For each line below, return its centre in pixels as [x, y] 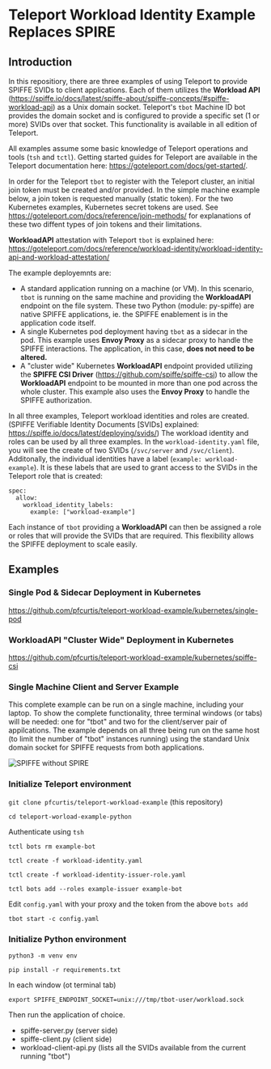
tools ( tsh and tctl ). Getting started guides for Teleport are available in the [133, 157]
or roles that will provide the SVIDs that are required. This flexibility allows [131, 536]
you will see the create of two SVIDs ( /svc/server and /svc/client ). [121, 450]
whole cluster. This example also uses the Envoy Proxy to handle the [135, 391]
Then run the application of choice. [67, 1014]
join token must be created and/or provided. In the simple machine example [134, 190]
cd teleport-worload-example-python [70, 817]
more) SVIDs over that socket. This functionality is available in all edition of [133, 124]
